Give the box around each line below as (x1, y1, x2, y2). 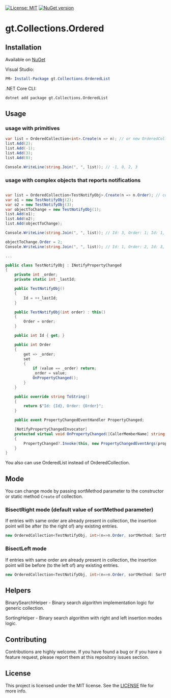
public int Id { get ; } (14, 333, 65, 338)
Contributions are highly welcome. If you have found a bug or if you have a (5, 649, 162, 655)
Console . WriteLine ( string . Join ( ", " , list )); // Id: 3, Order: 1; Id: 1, (5, 230, 165, 236)
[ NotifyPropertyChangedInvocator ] (14, 427, 88, 432)
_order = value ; (32, 370, 67, 376)
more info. (5, 688, 27, 694)
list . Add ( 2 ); (5, 141, 33, 146)
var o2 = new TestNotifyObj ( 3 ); (5, 202, 74, 207)
